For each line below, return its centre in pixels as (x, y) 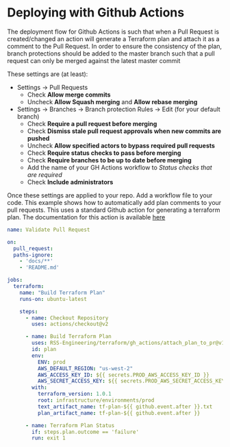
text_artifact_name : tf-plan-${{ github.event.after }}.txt (125, 407)
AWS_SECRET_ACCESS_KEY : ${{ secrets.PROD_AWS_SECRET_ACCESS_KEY (131, 381)
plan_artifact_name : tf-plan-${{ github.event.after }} (119, 413)
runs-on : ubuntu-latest (53, 299)
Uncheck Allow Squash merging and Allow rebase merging (112, 101)
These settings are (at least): (48, 74)
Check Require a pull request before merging (92, 123)
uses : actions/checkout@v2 (70, 324)
